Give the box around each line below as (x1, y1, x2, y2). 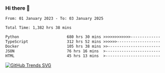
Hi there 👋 (5, 5, 31, 12)
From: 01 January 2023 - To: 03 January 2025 (5, 16, 103, 21)
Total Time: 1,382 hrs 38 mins (5, 25, 72, 30)
